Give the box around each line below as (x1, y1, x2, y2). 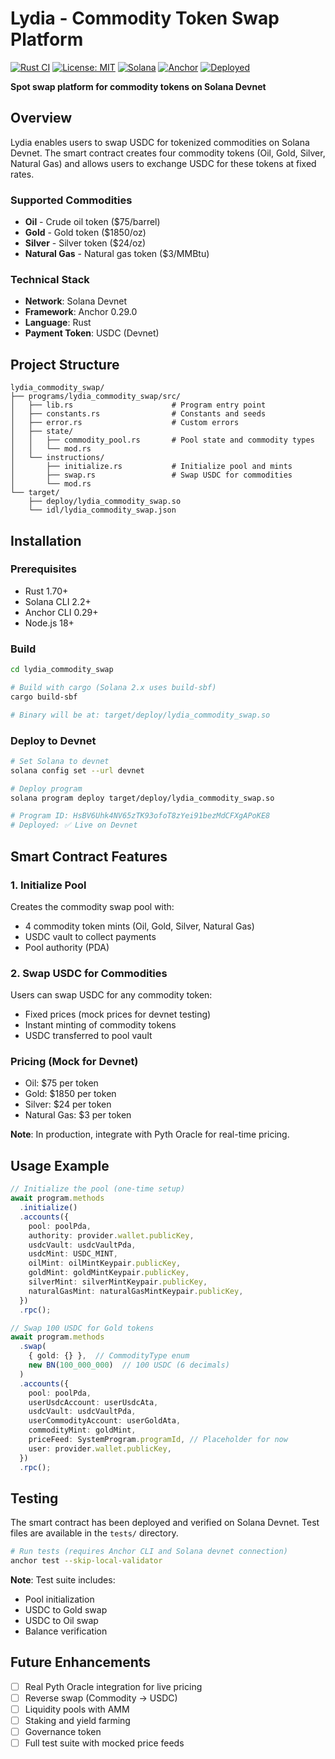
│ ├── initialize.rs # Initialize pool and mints (10, 462, 293, 472)
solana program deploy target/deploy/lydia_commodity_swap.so (10, 793, 275, 803)
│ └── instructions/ (10, 453, 105, 463)
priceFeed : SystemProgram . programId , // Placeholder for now (28, 1435, 288, 1445)
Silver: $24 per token (24, 1098, 112, 1111)
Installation (10, 532, 82, 549)
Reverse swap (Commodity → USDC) (24, 1692, 178, 1704)
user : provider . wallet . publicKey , (28, 1443, 172, 1454)
